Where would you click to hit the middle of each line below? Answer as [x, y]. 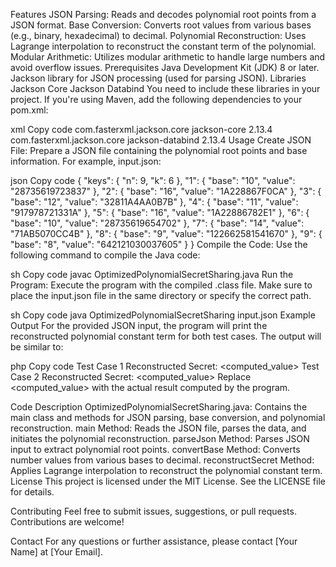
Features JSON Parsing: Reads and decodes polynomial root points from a [163, 14]
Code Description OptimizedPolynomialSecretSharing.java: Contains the [159, 407]
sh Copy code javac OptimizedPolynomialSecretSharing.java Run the [152, 274]
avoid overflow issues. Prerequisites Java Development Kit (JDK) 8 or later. [165, 67]
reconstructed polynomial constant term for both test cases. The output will [166, 336]
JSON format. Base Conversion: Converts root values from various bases [161, 25]
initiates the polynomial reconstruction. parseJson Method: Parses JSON [160, 438]
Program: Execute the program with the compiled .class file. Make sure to [161, 285]
